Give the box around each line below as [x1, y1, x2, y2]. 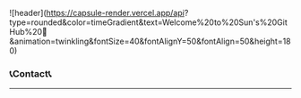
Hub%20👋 [9, 27, 47, 37]
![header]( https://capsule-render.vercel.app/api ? [9, 8, 189, 18]
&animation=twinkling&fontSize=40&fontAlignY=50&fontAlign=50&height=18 [9, 36, 291, 46]
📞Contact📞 [9, 67, 52, 79]
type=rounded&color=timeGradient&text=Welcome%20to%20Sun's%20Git [9, 17, 288, 28]
